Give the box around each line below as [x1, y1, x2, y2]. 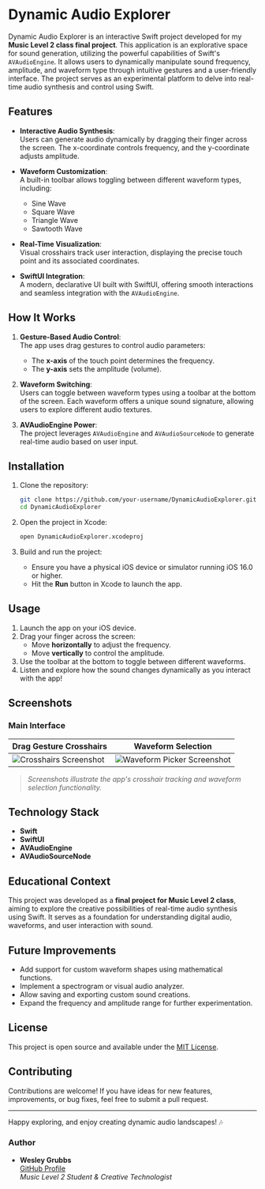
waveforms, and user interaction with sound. [8, 921, 154, 930]
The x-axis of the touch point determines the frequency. [31, 356, 215, 365]
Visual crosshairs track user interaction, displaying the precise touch [19, 247, 243, 257]
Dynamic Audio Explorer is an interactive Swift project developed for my [8, 32, 242, 41]
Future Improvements [8, 943, 117, 957]
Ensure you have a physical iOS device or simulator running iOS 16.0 [31, 563, 254, 572]
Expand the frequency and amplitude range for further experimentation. [19, 998, 253, 1007]
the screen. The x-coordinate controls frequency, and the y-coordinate [19, 142, 250, 152]
